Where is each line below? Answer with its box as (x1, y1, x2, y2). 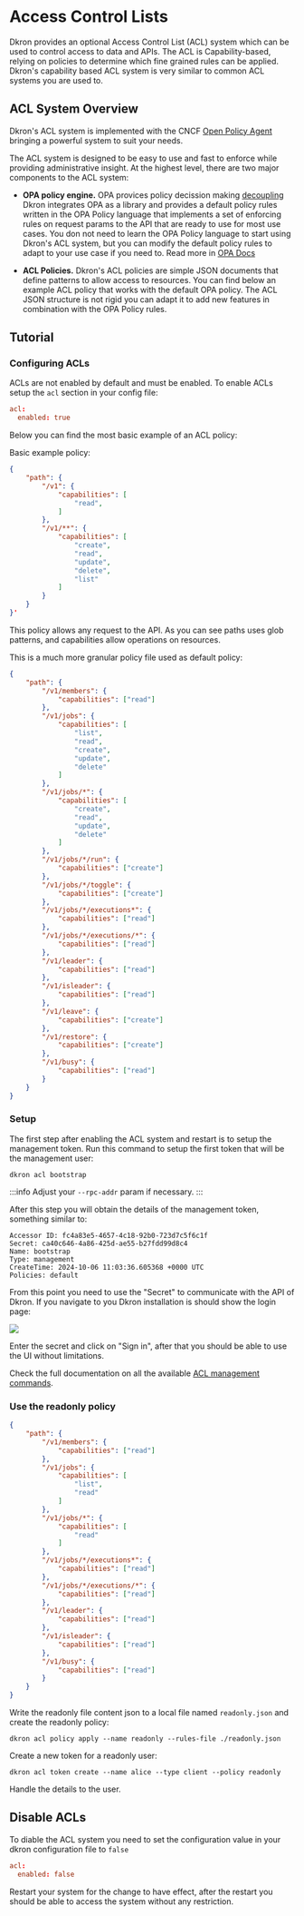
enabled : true (17, 413, 71, 423)
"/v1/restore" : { (42, 1032, 107, 1041)
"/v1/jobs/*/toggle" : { (42, 880, 131, 889)
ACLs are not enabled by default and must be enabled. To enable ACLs (9, 378, 273, 388)
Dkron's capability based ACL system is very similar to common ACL (9, 65, 265, 76)
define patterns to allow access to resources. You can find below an (22, 274, 276, 285)
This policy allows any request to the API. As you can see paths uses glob (9, 624, 284, 635)
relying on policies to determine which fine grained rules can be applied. (9, 55, 279, 66)
